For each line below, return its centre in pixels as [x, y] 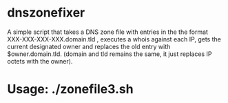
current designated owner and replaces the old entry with [89, 46]
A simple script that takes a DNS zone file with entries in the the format [108, 32]
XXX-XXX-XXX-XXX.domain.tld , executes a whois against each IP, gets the [114, 39]
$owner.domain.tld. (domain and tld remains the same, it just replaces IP [110, 54]
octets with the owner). [40, 61]
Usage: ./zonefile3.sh [70, 90]
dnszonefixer [46, 13]
